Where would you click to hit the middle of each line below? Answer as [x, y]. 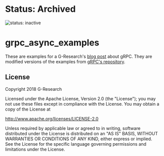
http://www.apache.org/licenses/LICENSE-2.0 [52, 118]
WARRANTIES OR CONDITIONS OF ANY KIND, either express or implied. [79, 139]
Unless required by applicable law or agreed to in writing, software [73, 128]
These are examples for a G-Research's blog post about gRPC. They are [79, 56]
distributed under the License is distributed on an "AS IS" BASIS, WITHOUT [82, 133]
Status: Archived [41, 9]
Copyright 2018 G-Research [34, 89]
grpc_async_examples [52, 43]
